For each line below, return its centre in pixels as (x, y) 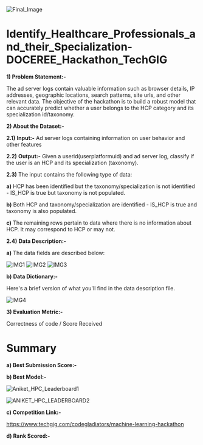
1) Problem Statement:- (36, 77)
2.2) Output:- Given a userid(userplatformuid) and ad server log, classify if (100, 156)
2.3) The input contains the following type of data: (69, 174)
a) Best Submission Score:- (42, 365)
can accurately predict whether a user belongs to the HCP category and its (100, 108)
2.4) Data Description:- (36, 241)
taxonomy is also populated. (42, 211)
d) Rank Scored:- (28, 436)
